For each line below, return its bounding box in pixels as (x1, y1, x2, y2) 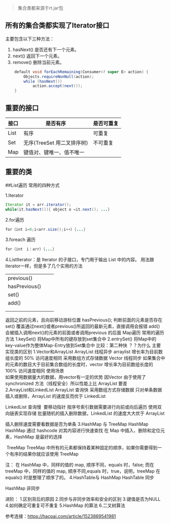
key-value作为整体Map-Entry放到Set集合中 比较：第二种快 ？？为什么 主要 (5, 343, 161, 349)
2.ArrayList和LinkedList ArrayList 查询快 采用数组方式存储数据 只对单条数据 (5, 387, 162, 393)
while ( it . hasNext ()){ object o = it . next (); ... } (5, 207, 110, 212)
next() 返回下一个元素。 (12, 53, 62, 59)
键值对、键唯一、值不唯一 (23, 149, 85, 156)
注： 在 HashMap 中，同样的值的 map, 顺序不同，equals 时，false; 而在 (5, 462, 154, 468)
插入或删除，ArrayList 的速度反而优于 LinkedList (5, 393, 106, 399)
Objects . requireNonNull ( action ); (23, 74, 94, 79)
